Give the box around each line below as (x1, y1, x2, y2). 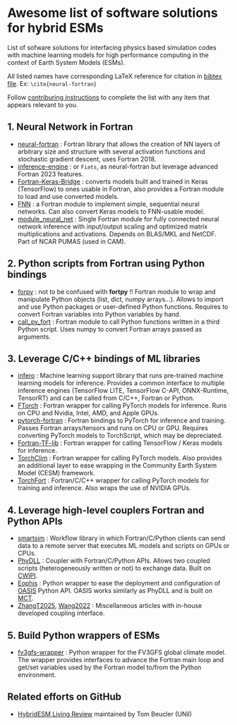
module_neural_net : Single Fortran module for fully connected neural (17, 214, 219, 223)
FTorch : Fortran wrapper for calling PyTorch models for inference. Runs (17, 401, 227, 410)
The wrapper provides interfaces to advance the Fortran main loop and (17, 656, 224, 664)
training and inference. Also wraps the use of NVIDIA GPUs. (17, 484, 192, 492)
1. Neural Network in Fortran (7, 121, 133, 133)
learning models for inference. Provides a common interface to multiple (17, 379, 225, 387)
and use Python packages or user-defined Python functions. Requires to (17, 302, 229, 311)
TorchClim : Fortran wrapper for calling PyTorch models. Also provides (17, 453, 222, 463)
